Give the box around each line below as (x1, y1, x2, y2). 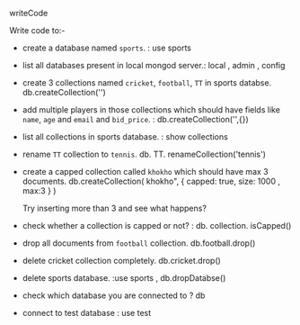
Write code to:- (9, 25, 66, 35)
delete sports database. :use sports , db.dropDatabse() (22, 273, 226, 283)
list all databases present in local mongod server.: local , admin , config (22, 60, 286, 70)
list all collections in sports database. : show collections (22, 131, 229, 142)
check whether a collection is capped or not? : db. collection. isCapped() (22, 221, 292, 230)
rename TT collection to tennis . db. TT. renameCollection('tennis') (22, 149, 267, 159)
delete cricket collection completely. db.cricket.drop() (22, 256, 222, 266)
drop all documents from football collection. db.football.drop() (22, 238, 256, 248)
